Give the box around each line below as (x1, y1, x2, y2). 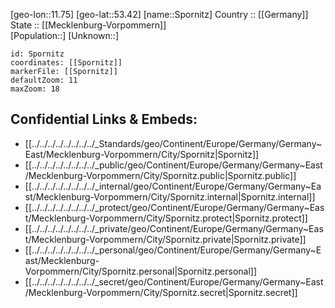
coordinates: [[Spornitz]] (10, 58, 123, 68)
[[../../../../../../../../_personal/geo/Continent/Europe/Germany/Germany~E (24, 244, 322, 256)
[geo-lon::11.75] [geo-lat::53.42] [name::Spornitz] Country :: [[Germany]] (10, 9, 309, 20)
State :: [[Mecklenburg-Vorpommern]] (10, 19, 167, 31)
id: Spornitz (10, 49, 65, 59)
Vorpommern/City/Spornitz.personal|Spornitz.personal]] (24, 265, 258, 277)
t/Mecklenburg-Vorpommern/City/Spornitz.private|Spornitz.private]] (24, 233, 307, 245)
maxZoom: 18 (10, 84, 60, 94)
